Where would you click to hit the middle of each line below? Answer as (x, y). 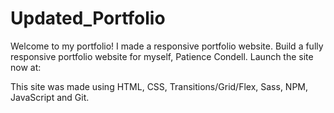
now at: (26, 67)
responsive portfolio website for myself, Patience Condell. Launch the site (162, 56)
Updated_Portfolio (88, 18)
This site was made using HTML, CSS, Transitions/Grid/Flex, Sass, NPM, (159, 86)
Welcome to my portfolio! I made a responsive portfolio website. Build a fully (167, 46)
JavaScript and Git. (50, 97)
